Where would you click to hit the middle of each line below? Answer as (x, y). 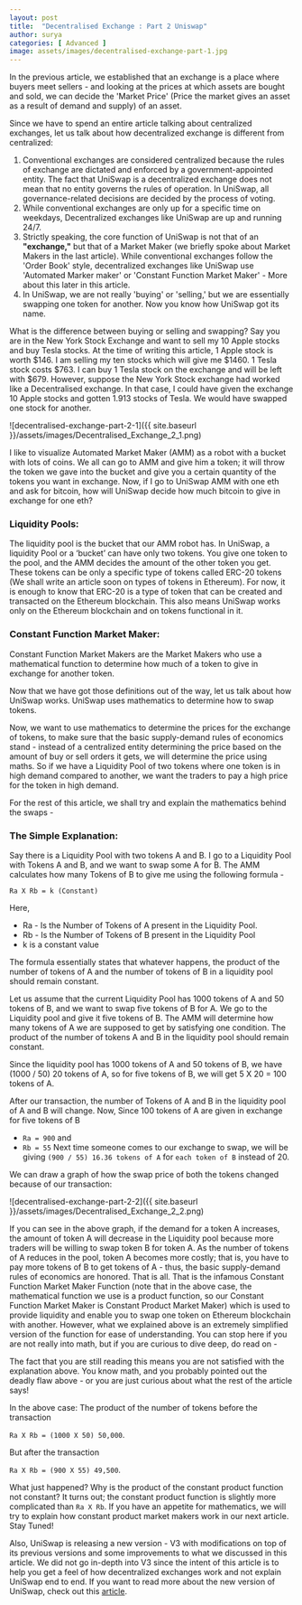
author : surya (36, 34)
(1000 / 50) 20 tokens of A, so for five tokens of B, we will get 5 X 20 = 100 (148, 1074)
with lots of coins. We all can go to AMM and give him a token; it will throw (147, 463)
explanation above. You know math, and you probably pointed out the (138, 1371)
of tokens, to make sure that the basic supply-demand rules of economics (146, 737)
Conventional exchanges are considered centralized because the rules (153, 160)
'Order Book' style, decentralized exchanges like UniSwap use (138, 266)
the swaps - (32, 812)
